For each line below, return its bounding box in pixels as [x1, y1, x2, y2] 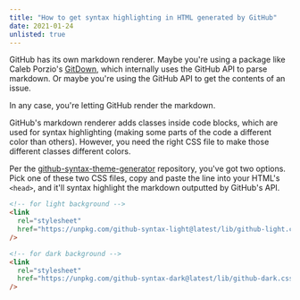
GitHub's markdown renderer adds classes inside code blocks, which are [9, 117, 279, 128]
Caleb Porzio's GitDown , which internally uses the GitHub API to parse [9, 64, 268, 74]
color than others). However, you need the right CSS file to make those [9, 136, 270, 148]
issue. [9, 82, 31, 94]
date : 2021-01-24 [9, 21, 74, 30]
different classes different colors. [9, 146, 131, 157]
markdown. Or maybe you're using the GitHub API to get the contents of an [9, 73, 286, 84]
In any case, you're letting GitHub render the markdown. [9, 100, 216, 111]
